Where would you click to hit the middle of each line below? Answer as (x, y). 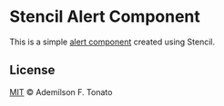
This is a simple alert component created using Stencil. (112, 42)
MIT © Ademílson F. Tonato (61, 92)
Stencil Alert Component (105, 17)
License (32, 70)
